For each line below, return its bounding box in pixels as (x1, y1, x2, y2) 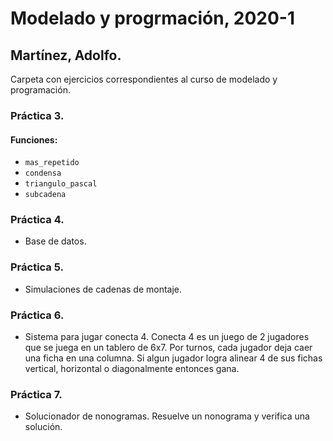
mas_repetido (24, 158, 80, 168)
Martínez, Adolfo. (10, 47, 122, 64)
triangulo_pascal (24, 179, 98, 189)
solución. (24, 421, 63, 433)
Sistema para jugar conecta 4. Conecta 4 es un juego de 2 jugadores (24, 331, 310, 343)
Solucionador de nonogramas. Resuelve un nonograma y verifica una (24, 410, 310, 422)
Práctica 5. (10, 260, 65, 274)
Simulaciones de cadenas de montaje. (24, 283, 183, 295)
